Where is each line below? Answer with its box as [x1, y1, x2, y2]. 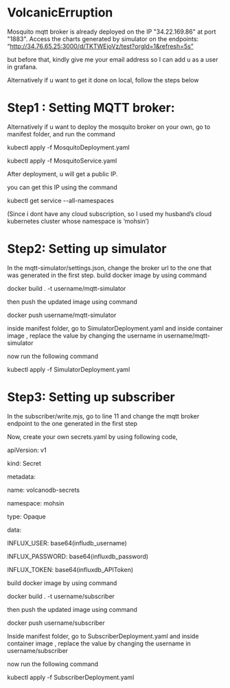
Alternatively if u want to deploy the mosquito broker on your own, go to [7, 122, 211, 131]
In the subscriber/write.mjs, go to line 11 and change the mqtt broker [7, 412, 200, 420]
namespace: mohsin [7, 499, 65, 507]
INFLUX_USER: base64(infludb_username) [7, 538, 127, 547]
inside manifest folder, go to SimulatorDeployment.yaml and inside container [7, 324, 223, 332]
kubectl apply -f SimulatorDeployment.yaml [7, 365, 130, 373]
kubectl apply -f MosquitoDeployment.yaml [7, 143, 130, 152]
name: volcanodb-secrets [7, 486, 80, 494]
